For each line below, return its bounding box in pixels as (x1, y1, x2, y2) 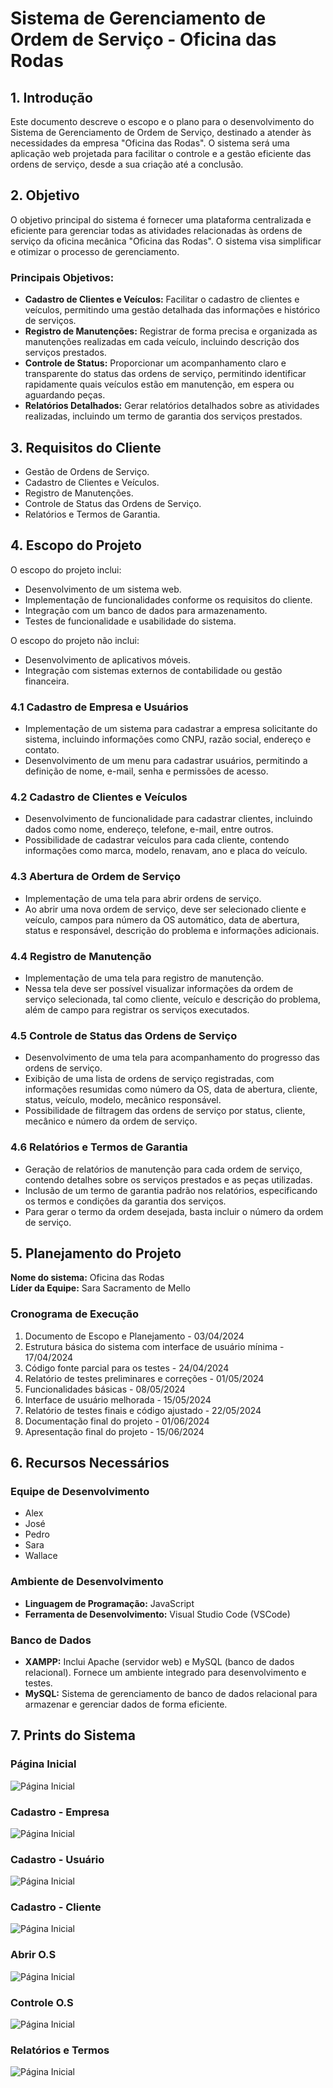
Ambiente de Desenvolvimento (10, 1575, 164, 1589)
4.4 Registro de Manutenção (10, 949, 152, 963)
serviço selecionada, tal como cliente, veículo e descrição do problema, (24, 993, 322, 1005)
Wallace (24, 1550, 58, 1562)
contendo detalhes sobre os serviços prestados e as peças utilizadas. (24, 1173, 313, 1186)
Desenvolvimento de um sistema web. (24, 583, 182, 595)
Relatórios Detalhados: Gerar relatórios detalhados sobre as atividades (24, 400, 320, 412)
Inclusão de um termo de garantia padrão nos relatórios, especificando (24, 1184, 318, 1196)
